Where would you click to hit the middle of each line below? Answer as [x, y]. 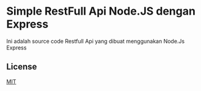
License [22, 67]
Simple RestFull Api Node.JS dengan [101, 11]
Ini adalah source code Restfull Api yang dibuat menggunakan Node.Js [96, 41]
